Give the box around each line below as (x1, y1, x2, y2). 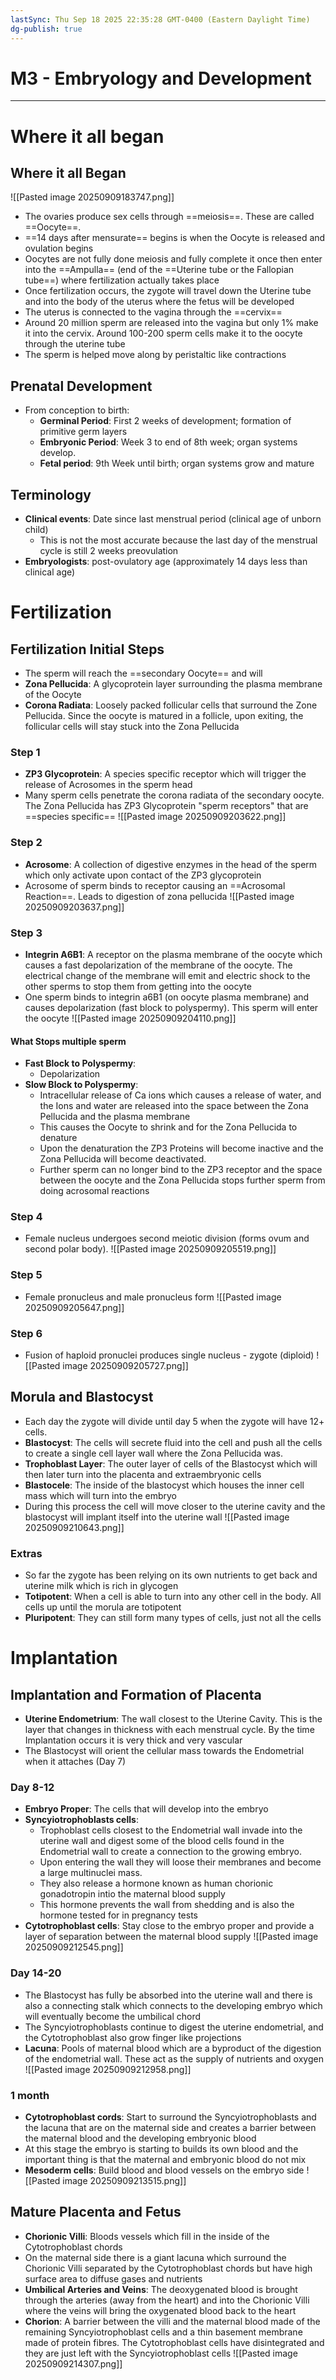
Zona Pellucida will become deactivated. (39, 1153, 207, 1165)
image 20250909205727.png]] (62, 1360, 189, 1372)
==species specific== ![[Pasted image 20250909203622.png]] (24, 811, 287, 823)
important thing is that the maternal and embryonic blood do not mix (24, 2154, 307, 2166)
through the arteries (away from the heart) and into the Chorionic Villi (24, 2294, 310, 2306)
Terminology (10, 486, 92, 503)
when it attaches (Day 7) (24, 1756, 127, 1768)
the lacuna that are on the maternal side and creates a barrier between (24, 2122, 317, 2134)
